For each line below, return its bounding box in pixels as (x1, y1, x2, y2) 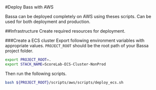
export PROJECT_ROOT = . (5, 57, 51, 62)
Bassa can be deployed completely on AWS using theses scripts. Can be (5, 14, 152, 19)
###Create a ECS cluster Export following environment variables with (5, 37, 145, 43)
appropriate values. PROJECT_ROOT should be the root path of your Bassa (5, 43, 149, 48)
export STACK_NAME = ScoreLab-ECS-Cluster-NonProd (5, 62, 106, 67)
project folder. (5, 48, 33, 54)
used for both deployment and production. (5, 19, 90, 24)
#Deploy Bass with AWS (5, 4, 54, 10)
